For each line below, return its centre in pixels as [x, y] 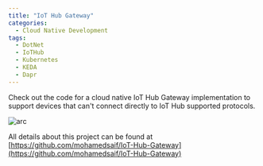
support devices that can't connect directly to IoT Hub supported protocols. [132, 106]
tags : [17, 38]
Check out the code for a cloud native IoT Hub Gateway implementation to [130, 97]
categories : [28, 23]
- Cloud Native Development [62, 30]
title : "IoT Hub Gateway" [51, 15]
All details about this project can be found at [81, 137]
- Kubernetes [37, 60]
